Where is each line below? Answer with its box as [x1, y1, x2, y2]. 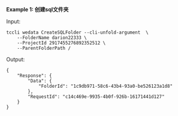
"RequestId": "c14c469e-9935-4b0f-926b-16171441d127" [28, 94, 165, 100]
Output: [6, 56, 25, 63]
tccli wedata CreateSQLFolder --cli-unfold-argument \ [6, 29, 149, 35]
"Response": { [17, 73, 52, 79]
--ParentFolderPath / [17, 45, 71, 51]
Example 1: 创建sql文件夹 [6, 6, 69, 13]
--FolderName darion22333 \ [17, 35, 87, 41]
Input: [6, 18, 21, 25]
